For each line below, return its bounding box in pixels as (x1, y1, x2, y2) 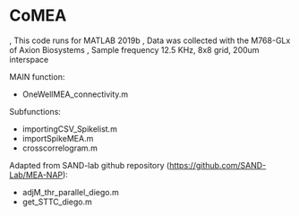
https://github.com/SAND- (168, 160, 267, 170)
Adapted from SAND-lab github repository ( (9, 160, 170, 170)
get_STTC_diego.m (21, 196, 92, 207)
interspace (9, 54, 49, 65)
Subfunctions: (9, 106, 61, 117)
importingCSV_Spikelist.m (21, 123, 118, 134)
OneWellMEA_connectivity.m (21, 89, 129, 99)
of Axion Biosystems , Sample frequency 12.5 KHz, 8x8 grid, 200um (9, 44, 260, 55)
